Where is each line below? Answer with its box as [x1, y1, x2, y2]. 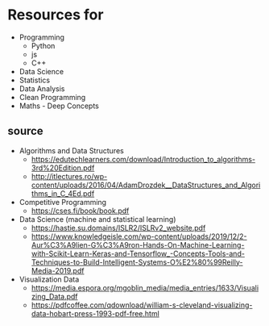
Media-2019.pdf [31, 265, 85, 275]
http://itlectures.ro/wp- [31, 171, 108, 181]
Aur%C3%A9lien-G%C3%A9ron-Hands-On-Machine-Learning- [31, 240, 245, 249]
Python [31, 40, 56, 50]
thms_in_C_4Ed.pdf [31, 188, 95, 199]
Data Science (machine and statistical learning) [19, 214, 176, 224]
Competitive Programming [19, 197, 106, 207]
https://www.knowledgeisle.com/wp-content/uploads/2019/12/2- [31, 232, 247, 241]
